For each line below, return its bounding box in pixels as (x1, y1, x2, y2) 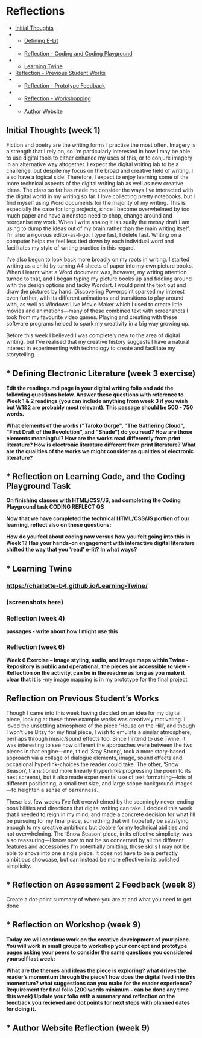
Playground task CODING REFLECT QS (6, 503, 104, 511)
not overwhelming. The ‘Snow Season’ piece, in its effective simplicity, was (6, 830, 193, 837)
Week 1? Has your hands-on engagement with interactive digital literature (6, 540, 195, 547)
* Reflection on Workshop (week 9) (6, 920, 141, 930)
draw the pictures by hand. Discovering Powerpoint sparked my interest (6, 288, 185, 295)
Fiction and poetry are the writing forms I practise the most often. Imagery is (6, 141, 196, 149)
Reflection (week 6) (6, 642, 65, 651)
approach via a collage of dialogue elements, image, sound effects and (6, 754, 183, 762)
